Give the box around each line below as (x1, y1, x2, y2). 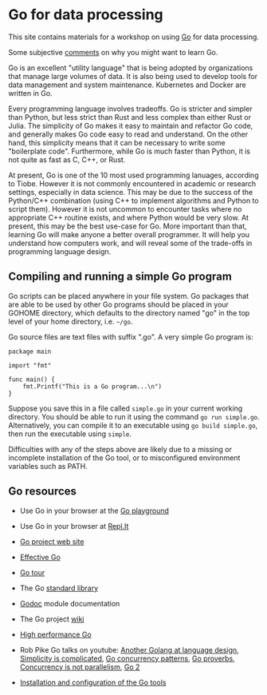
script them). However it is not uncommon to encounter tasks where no (8, 204, 242, 213)
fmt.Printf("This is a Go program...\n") (22, 382, 162, 391)
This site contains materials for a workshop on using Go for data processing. (8, 32, 259, 42)
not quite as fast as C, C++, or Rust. (8, 154, 126, 165)
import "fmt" (8, 361, 52, 369)
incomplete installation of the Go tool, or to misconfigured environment (8, 453, 241, 463)
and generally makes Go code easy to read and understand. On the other (8, 129, 249, 139)
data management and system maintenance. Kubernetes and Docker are (8, 80, 246, 89)
